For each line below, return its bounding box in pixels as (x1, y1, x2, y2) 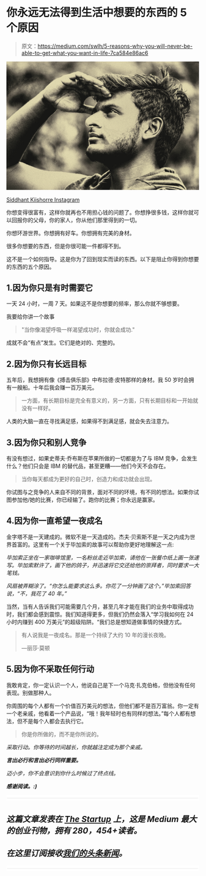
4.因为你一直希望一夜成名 (6, 516, 103, 526)
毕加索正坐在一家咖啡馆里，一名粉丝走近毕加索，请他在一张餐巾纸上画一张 (6, 554, 194, 561)
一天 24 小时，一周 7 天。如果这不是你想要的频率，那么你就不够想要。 (6, 300, 183, 307)
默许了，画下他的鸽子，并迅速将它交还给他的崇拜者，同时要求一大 (32, 562, 199, 569)
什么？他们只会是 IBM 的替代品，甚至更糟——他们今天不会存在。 (6, 462, 169, 470)
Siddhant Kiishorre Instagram (6, 196, 80, 203)
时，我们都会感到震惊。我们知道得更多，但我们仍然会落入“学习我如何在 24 (6, 611, 194, 618)
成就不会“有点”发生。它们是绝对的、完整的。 (6, 339, 119, 346)
